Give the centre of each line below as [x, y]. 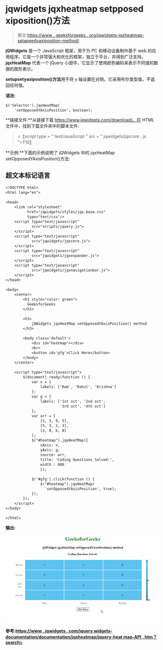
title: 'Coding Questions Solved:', [77, 460]
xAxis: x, [50, 445]
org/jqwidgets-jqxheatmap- [117, 35]
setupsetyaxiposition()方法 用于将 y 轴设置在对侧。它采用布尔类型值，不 [78, 79]
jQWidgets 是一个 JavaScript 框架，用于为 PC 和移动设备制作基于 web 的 [79, 51]
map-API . [134, 637]
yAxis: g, [50, 450]
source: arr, [53, 455]
